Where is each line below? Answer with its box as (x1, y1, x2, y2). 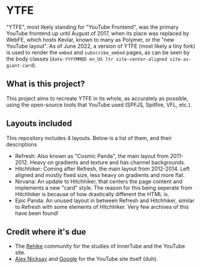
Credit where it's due (6, 227, 86, 237)
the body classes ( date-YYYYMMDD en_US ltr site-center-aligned (6, 55, 167, 62)
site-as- (169, 56, 192, 62)
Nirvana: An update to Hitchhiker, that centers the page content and (14, 178, 183, 185)
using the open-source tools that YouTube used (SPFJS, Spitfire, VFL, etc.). (6, 101, 192, 108)
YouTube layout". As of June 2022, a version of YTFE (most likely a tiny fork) (6, 42, 196, 50)
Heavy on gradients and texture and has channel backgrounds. (29, 159, 186, 166)
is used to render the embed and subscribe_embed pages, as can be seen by (6, 48, 190, 56)
